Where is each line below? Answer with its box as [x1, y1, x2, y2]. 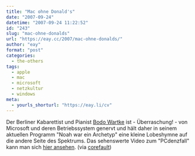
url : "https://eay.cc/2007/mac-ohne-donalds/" [6, 36, 123, 42]
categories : [6, 53, 35, 58]
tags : [6, 63, 19, 70]
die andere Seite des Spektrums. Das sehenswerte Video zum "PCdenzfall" [6, 137, 190, 144]
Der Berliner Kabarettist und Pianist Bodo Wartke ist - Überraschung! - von [6, 118, 188, 125]
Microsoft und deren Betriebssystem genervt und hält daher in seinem [6, 125, 177, 132]
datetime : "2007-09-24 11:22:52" [6, 19, 89, 25]
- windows [11, 91, 35, 97]
